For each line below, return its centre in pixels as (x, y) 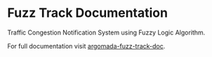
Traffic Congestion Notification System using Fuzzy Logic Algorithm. (106, 32)
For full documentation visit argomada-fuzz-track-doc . (86, 46)
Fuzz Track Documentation (88, 13)
